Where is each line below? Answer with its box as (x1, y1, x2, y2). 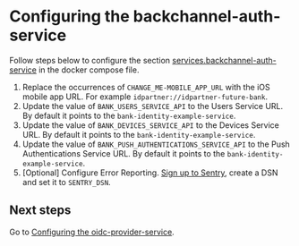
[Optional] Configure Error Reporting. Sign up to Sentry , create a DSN (21, 167, 278, 178)
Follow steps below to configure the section (9, 55, 171, 65)
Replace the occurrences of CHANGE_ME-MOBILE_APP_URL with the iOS (21, 81, 270, 92)
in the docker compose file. (38, 64, 140, 75)
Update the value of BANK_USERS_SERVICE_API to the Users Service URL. (21, 100, 284, 111)
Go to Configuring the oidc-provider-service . (9, 226, 175, 237)
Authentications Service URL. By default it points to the (21, 148, 226, 158)
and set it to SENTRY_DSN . (21, 176, 111, 187)
